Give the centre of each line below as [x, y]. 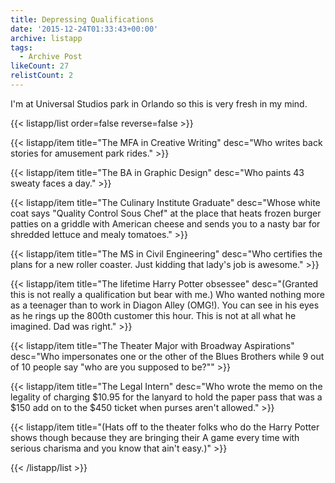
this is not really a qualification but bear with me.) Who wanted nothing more [167, 294]
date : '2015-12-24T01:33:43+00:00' [84, 29]
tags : [21, 47]
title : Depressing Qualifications [82, 19]
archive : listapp [46, 38]
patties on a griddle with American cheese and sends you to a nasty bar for [165, 223]
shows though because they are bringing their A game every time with [155, 437]
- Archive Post [51, 57]
